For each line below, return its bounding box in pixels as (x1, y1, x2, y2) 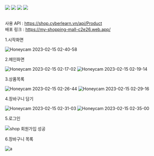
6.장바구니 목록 (5, 136, 34, 142)
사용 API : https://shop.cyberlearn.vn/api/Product (5, 20, 102, 26)
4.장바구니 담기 (5, 96, 34, 101)
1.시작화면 (5, 37, 24, 43)
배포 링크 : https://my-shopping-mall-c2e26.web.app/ (5, 27, 111, 32)
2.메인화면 (5, 57, 25, 62)
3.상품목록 (5, 76, 25, 82)
